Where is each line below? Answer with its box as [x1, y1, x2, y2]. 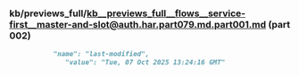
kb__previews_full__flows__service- [86, 7, 246, 20]
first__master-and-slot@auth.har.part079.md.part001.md [9, 18, 267, 30]
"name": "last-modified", [53, 50, 150, 59]
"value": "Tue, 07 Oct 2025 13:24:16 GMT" [65, 58, 226, 67]
